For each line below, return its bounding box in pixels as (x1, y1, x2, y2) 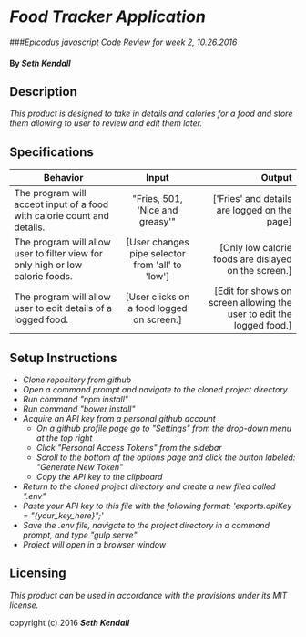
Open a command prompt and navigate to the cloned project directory (22, 383, 289, 394)
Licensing (9, 566, 66, 581)
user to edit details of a (14, 302, 112, 315)
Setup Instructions (9, 350, 117, 366)
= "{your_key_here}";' (22, 509, 104, 521)
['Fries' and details (212, 193, 292, 205)
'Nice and (137, 204, 178, 216)
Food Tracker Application (9, 6, 207, 27)
